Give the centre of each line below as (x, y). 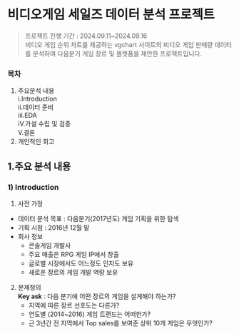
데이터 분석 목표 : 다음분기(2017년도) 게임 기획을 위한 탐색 (98, 218)
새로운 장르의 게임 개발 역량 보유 (73, 272)
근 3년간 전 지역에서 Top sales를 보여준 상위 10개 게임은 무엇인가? (120, 323)
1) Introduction (33, 187)
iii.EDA (27, 116)
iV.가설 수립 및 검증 (44, 124)
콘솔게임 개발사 (50, 245)
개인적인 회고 (36, 142)
